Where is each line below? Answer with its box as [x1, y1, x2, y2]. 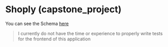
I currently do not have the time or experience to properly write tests [17, 30, 163, 36]
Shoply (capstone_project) [5, 4, 122, 15]
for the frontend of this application [17, 36, 91, 42]
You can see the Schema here [5, 20, 69, 27]
